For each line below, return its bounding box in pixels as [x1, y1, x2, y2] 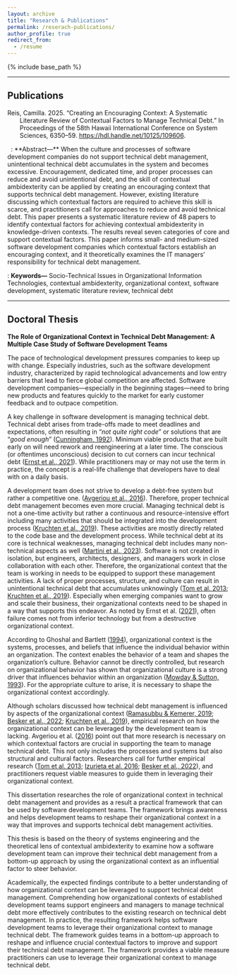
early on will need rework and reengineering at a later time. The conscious [7, 442, 224, 451]
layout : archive [7, 10, 55, 18]
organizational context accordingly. [7, 688, 110, 696]
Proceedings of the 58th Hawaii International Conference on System [20, 123, 218, 132]
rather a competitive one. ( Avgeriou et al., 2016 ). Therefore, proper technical [7, 493, 229, 502]
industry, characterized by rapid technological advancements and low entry [7, 369, 227, 377]
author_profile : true [7, 30, 71, 37]
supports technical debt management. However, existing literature [7, 190, 199, 198]
